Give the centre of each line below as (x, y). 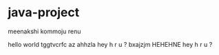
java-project (44, 13)
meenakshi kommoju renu (44, 31)
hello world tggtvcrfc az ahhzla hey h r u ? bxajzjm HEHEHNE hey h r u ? (110, 44)
